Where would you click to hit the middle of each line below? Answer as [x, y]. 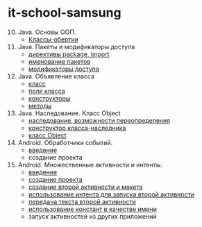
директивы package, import [69, 54]
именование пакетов [59, 61]
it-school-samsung [65, 13]
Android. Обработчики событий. [65, 142]
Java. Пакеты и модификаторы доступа [76, 47]
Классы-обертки [53, 39]
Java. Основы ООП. [47, 32]
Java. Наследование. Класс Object [69, 113]
